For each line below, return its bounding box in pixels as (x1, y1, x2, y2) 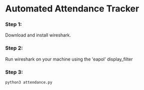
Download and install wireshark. (5, 32, 71, 38)
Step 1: (5, 21, 22, 28)
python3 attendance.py (5, 80, 52, 85)
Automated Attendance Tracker (5, 3, 139, 14)
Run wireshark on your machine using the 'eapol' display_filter (5, 56, 133, 62)
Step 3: (5, 68, 23, 75)
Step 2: (5, 44, 23, 51)
